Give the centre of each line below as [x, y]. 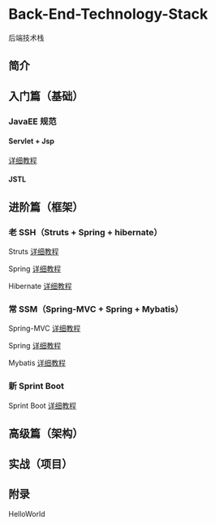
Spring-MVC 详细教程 [45, 328]
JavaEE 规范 [32, 121]
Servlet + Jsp [32, 141]
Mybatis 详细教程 [37, 363]
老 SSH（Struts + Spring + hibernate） [85, 232]
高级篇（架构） [46, 433]
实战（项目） [41, 464]
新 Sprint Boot [37, 386]
